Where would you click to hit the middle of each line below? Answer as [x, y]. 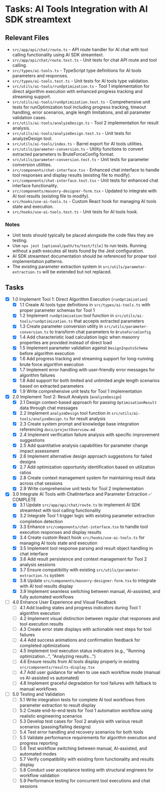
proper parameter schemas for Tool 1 [57, 310]
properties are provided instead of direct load [66, 343]
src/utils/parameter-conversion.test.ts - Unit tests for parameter [81, 159]
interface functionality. [35, 185]
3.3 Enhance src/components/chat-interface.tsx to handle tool [84, 527]
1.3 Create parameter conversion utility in [61, 327]
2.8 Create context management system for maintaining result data [87, 478]
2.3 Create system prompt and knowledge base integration [79, 424]
